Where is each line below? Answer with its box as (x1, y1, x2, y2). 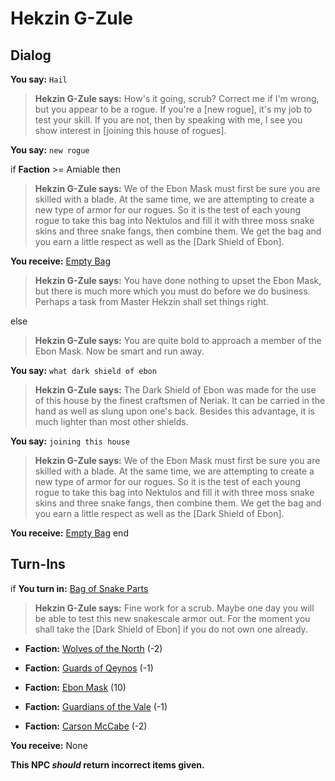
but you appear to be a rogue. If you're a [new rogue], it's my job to (34, 103, 313, 115)
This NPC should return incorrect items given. (10, 758, 205, 771)
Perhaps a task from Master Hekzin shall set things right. (34, 296, 269, 307)
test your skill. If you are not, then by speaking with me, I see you (34, 114, 303, 126)
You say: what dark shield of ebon (10, 365, 157, 376)
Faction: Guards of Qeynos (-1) (24, 662, 154, 674)
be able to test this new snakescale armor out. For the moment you (34, 612, 311, 624)
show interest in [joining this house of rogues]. (34, 125, 227, 136)
